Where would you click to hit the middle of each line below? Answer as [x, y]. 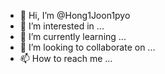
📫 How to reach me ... [66, 58]
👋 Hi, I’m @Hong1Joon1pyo [75, 15]
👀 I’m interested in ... [62, 26]
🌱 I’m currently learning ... [73, 36]
